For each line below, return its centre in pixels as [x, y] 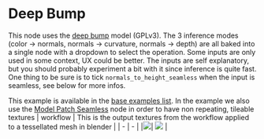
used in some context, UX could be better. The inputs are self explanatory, [129, 60]
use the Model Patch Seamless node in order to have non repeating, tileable [131, 109]
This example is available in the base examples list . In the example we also [129, 101]
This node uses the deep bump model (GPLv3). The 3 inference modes [123, 35]
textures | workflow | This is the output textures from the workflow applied [129, 117]
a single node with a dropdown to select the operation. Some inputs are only [132, 52]
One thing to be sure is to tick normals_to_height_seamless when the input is [132, 77]
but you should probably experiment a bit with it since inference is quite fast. [132, 68]
